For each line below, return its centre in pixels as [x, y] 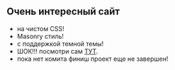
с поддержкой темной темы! [60, 43]
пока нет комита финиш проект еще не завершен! [92, 59]
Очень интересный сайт [63, 12]
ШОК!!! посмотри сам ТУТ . [57, 51]
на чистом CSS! [40, 28]
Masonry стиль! [40, 36]
